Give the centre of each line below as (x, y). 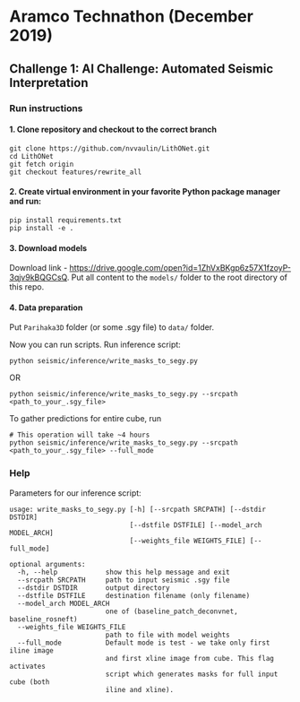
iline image (31, 650)
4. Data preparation (46, 308)
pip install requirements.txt (66, 220)
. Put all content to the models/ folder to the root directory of (177, 277)
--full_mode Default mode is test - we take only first (144, 643)
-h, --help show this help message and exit (124, 572)
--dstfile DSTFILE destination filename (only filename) (134, 595)
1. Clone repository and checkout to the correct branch (113, 130)
